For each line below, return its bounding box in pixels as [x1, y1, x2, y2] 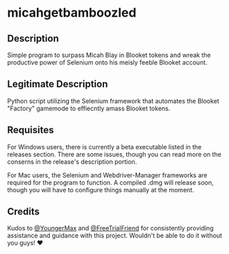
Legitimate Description [7, 78, 108, 90]
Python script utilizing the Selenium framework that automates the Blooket [7, 96, 220, 105]
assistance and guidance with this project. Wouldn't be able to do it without [7, 231, 223, 240]
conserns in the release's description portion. [7, 158, 137, 166]
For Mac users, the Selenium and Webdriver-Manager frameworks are [7, 171, 208, 179]
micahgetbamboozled [7, 5, 137, 21]
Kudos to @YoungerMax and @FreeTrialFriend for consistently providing [7, 224, 214, 232]
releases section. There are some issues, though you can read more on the [7, 150, 222, 158]
